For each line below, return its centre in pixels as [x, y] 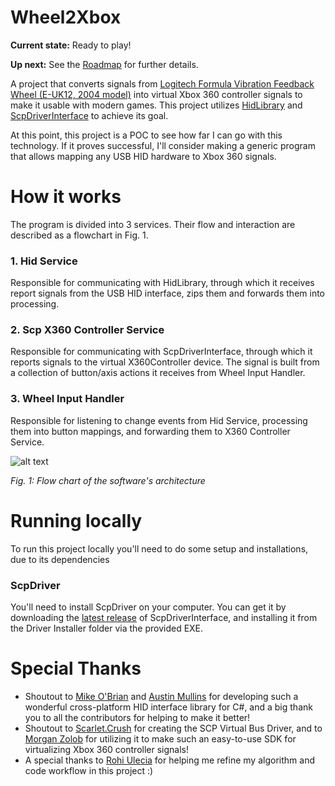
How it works [66, 197]
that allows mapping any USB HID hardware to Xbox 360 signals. [143, 156]
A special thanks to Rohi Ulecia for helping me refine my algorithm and [169, 760]
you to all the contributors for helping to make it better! [137, 717]
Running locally [76, 520]
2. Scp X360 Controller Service [87, 330]
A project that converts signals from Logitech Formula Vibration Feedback [162, 83]
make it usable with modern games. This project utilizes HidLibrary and [156, 105]
